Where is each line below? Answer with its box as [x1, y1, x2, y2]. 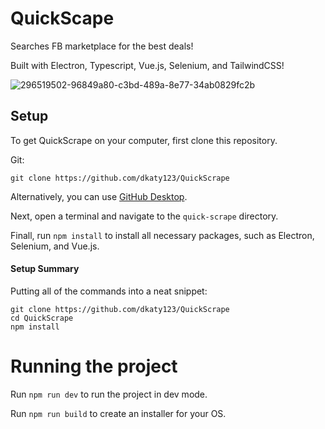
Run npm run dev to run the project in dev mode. [10, 388, 208, 400]
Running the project [10, 355, 178, 378]
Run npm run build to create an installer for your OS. [10, 407, 227, 419]
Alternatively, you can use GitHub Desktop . [10, 190, 188, 202]
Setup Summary [10, 263, 80, 275]
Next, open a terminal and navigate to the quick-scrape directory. [10, 210, 279, 222]
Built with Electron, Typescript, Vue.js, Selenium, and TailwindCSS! [10, 59, 285, 71]
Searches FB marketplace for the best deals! [10, 40, 194, 52]
